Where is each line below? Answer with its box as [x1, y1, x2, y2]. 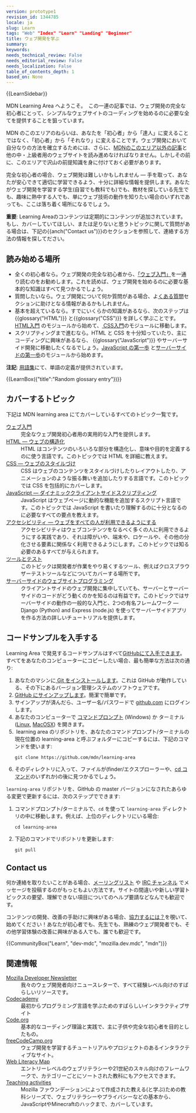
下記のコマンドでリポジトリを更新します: [14, 835, 114, 842]
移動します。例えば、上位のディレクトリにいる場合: [35, 812, 159, 819]
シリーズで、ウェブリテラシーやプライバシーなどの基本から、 [25, 1093, 174, 1101]
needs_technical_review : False [6, 52, 82, 58]
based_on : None [6, 74, 43, 80]
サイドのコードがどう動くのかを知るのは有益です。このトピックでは [20, 592, 184, 599]
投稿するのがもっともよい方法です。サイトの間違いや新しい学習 [31, 886, 185, 893]
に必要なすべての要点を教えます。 [20, 511, 102, 518]
